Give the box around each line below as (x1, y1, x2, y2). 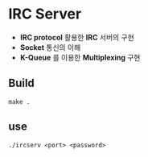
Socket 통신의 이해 (19, 42, 81, 52)
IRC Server (8, 5, 82, 23)
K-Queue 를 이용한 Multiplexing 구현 (19, 52, 141, 62)
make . (8, 97, 31, 105)
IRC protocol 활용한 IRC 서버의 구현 (19, 32, 134, 42)
